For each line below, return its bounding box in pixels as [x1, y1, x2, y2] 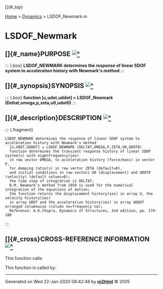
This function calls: [5, 256, 43, 261]
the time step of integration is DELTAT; [9, 178, 95, 183]
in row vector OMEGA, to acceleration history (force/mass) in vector [9, 157, 155, 162]
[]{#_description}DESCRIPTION [5, 114, 102, 122]
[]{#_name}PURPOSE [5, 49, 71, 58]
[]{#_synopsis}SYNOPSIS [5, 82, 84, 90]
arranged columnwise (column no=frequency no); [5, 204, 103, 209]
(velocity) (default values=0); [5, 174, 70, 179]
